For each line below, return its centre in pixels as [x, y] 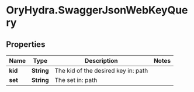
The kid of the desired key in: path [101, 71]
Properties [26, 44]
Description [101, 61]
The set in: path [76, 80]
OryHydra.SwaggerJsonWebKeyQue [97, 10]
